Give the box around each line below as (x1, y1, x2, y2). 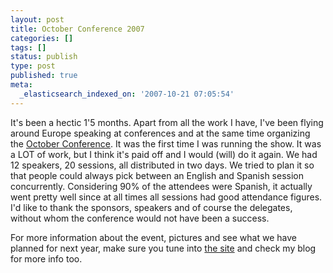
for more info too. (10, 252, 83, 265)
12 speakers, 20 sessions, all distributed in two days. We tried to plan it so (10, 159, 315, 171)
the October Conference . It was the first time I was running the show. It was (10, 137, 322, 150)
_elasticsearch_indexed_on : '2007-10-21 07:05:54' (19, 89, 235, 99)
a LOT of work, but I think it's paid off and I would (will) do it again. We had (10, 148, 318, 160)
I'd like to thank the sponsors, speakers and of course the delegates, (10, 201, 293, 213)
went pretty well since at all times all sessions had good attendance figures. (10, 191, 323, 203)
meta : (10, 80, 33, 90)
